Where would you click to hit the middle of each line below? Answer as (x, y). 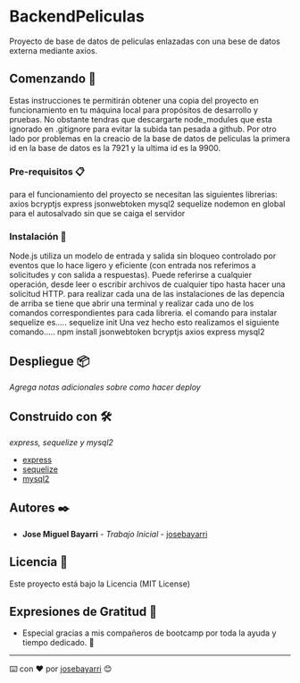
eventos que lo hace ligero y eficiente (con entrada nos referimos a (133, 266)
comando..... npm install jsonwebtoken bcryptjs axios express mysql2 (137, 332)
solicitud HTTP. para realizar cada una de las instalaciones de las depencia (147, 294)
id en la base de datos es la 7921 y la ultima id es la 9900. (115, 148)
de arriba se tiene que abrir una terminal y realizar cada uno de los (132, 304)
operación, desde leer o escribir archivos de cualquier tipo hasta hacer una (147, 284)
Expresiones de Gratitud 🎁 (83, 611)
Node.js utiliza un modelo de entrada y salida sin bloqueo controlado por (143, 256)
